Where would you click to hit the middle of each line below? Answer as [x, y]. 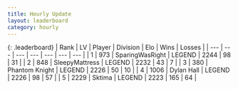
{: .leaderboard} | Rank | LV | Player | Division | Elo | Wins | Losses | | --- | [115, 48]
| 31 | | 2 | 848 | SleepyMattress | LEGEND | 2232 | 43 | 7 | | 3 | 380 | [108, 63]
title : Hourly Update [40, 14]
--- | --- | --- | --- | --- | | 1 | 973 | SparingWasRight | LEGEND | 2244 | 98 [123, 55]
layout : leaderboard [38, 21]
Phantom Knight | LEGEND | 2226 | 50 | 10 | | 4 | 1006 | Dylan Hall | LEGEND [119, 70]
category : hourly [33, 27]
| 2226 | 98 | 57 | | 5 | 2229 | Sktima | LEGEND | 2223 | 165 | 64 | [102, 78]
